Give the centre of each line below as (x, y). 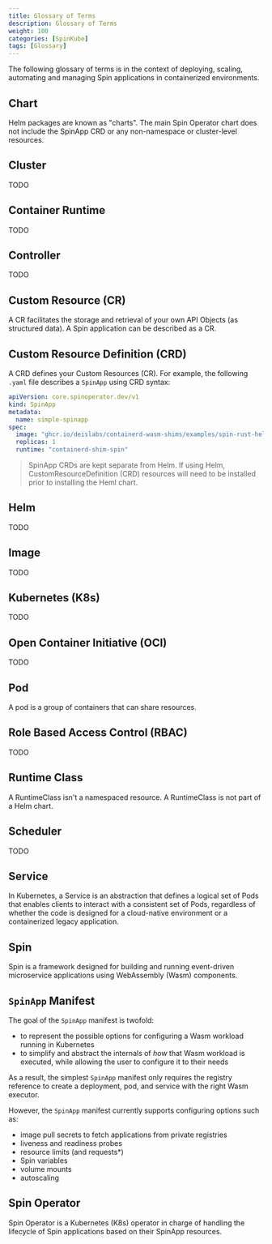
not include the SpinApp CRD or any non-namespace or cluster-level (123, 131)
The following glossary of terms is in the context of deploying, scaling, (125, 69)
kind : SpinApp (32, 404)
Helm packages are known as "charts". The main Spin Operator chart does (133, 122)
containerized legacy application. (64, 921)
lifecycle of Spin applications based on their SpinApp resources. (115, 1231)
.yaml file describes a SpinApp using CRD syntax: (89, 382)
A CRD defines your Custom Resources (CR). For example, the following (128, 373)
